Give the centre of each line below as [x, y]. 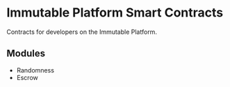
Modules [26, 54]
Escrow [27, 77]
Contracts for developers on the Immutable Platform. [82, 32]
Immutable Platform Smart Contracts [115, 13]
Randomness [35, 70]
